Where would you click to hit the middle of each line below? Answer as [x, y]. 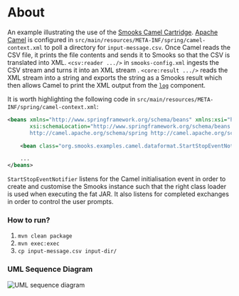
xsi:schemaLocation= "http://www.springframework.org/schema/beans [130, 126]
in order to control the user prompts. [60, 202]
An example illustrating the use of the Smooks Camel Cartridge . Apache [113, 32]
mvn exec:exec [38, 244]
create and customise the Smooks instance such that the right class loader [117, 187]
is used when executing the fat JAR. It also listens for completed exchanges [118, 194]
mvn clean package [45, 236]
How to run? [29, 220]
